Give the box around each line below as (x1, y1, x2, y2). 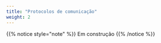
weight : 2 (6, 14, 31, 20)
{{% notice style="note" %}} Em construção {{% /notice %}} (6, 30, 156, 37)
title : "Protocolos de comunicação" (6, 8, 97, 15)
